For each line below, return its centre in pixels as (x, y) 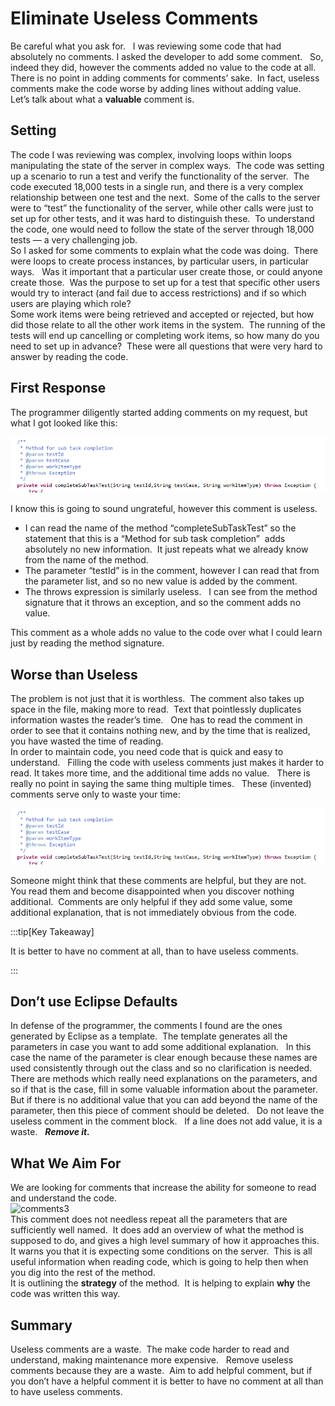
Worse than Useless (74, 674)
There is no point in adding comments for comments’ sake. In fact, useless (165, 78)
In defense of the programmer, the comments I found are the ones (146, 1026)
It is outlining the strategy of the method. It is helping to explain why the (160, 1283)
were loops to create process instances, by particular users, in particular (160, 261)
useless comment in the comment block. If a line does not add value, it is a (166, 1121)
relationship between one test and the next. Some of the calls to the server (165, 197)
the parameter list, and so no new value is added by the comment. (161, 581)
